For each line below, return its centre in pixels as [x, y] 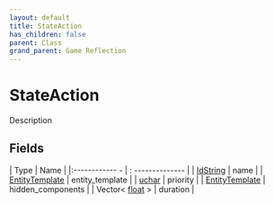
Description [31, 120]
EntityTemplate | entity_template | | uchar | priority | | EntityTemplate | [138, 180]
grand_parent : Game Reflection [68, 51]
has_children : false [48, 34]
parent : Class [36, 43]
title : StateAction [46, 26]
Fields [27, 149]
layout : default [40, 18]
